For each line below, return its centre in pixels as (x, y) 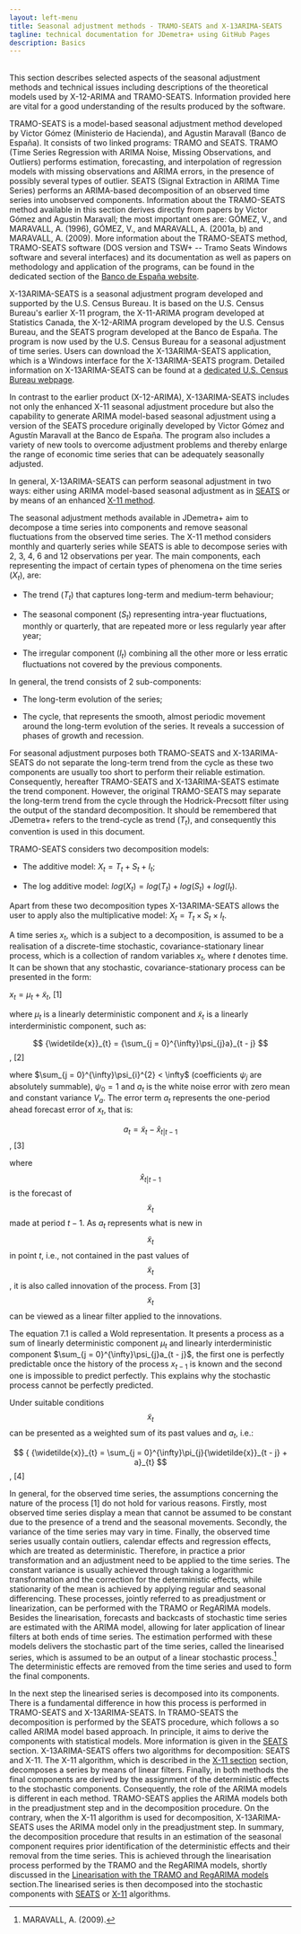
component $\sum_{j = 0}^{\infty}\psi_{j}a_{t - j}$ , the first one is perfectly (147, 1355)
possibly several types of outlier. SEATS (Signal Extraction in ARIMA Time (145, 181)
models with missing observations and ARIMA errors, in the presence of (142, 172)
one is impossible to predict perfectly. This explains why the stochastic (140, 1376)
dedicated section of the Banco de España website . (104, 277)
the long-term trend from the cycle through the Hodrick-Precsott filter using (149, 801)
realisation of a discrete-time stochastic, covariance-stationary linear (137, 946)
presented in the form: (51, 977)
